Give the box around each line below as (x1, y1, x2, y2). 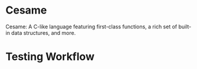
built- (178, 23, 192, 30)
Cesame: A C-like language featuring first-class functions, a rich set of (5, 23, 178, 30)
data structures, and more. (11, 29, 76, 36)
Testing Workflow (5, 50, 95, 64)
